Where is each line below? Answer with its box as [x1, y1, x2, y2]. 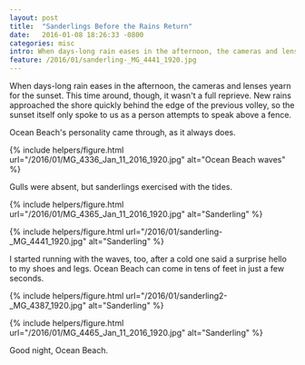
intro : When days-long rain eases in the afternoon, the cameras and [9, 47, 279, 56]
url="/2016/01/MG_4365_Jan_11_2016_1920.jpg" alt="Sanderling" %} [9, 209, 263, 219]
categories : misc [9, 38, 75, 48]
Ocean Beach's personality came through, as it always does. [9, 127, 236, 137]
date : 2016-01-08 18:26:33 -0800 [9, 30, 144, 39]
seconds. [9, 273, 44, 283]
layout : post [9, 13, 59, 23]
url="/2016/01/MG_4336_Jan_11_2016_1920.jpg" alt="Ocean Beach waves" [9, 154, 286, 164]
